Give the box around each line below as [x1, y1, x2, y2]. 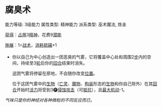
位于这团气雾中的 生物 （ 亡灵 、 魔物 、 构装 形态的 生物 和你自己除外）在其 [12, 81, 153, 87]
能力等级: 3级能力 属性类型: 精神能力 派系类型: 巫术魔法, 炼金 [5, 21, 126, 27]
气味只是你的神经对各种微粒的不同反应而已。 [5, 97, 95, 103]
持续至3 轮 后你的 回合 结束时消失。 [20, 60, 88, 66]
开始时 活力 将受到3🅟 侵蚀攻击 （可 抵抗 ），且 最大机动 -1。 [16, 87, 127, 92]
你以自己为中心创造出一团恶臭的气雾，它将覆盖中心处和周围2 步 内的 [12, 54, 147, 60]
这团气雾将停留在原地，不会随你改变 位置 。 [12, 70, 98, 76]
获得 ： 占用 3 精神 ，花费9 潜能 [5, 32, 62, 37]
